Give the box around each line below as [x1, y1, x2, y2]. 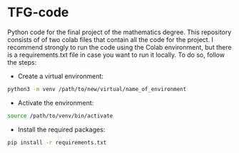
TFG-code [7, 4, 69, 21]
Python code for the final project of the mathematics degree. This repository [7, 28, 232, 36]
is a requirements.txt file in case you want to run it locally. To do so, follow [7, 51, 225, 59]
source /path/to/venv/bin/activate [7, 112, 113, 120]
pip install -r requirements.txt [7, 139, 107, 146]
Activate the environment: [17, 98, 94, 107]
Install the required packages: [17, 125, 106, 134]
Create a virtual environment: [17, 72, 103, 80]
